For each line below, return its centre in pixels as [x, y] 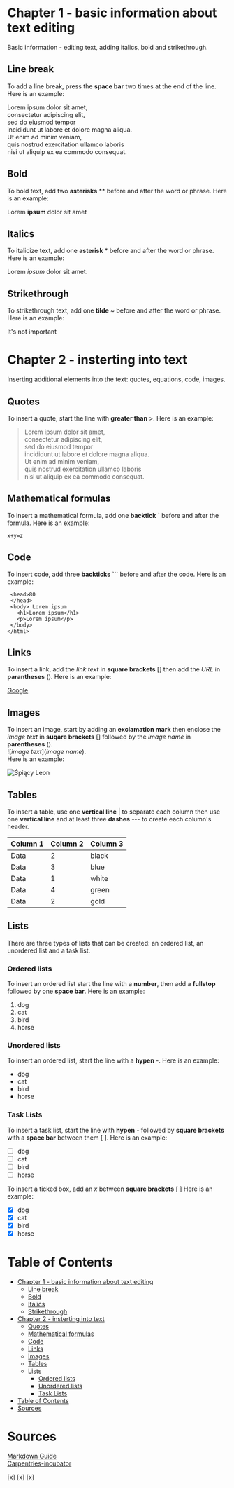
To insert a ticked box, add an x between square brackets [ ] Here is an [110, 1189]
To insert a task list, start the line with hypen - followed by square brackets [116, 1130]
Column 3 [107, 844]
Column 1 [27, 844]
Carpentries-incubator [39, 1463]
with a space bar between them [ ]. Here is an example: [87, 1138]
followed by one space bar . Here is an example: [76, 991]
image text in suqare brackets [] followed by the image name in [99, 737]
